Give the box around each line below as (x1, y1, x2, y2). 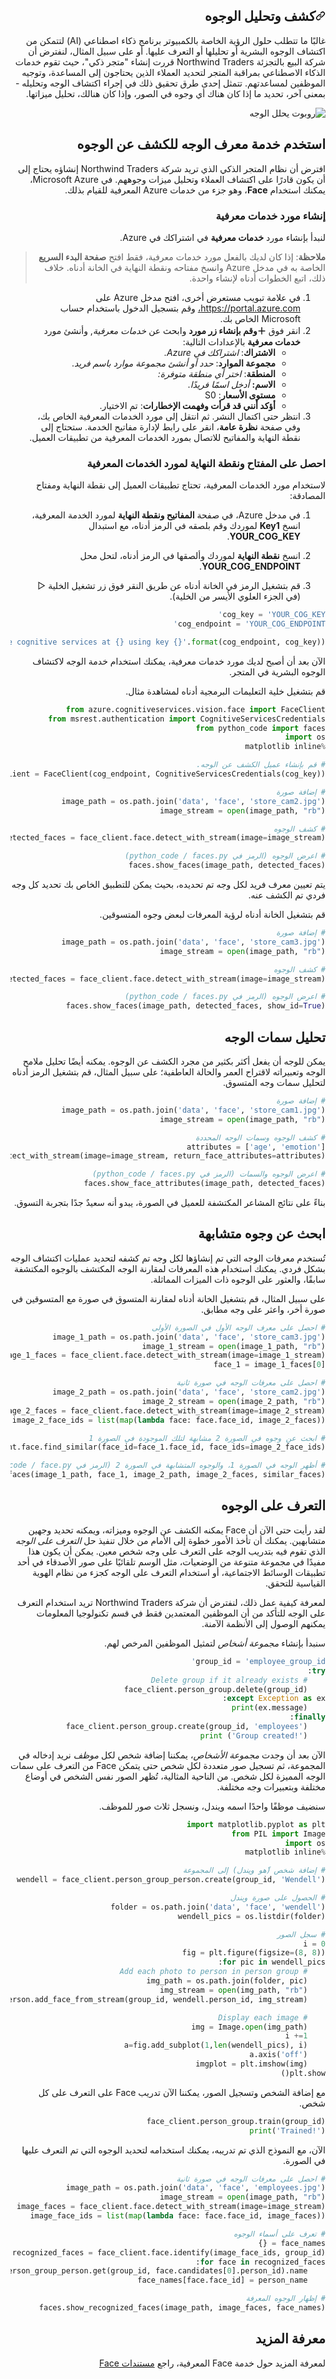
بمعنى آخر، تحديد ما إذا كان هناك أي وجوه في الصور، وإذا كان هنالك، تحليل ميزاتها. (25, 87, 326, 99)
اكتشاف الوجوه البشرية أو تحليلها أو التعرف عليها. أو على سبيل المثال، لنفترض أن (28, 45, 326, 57)
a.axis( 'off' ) (249, 2050, 308, 2060)
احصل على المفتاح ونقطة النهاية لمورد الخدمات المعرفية (86, 456, 326, 470)
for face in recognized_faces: (195, 2257, 326, 2267)
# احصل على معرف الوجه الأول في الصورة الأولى (151, 1322, 326, 1333)
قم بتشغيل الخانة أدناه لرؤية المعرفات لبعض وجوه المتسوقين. (99, 909, 326, 921)
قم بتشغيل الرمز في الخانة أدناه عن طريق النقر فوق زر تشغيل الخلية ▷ (37, 580, 301, 592)
